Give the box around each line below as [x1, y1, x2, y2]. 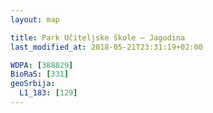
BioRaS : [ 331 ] [10, 69, 70, 80]
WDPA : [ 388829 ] [10, 60, 74, 70]
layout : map [10, 14, 60, 25]
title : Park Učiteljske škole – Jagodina [10, 32, 186, 43]
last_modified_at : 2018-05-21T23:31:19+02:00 [10, 42, 203, 52]
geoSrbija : [10, 79, 56, 89]
